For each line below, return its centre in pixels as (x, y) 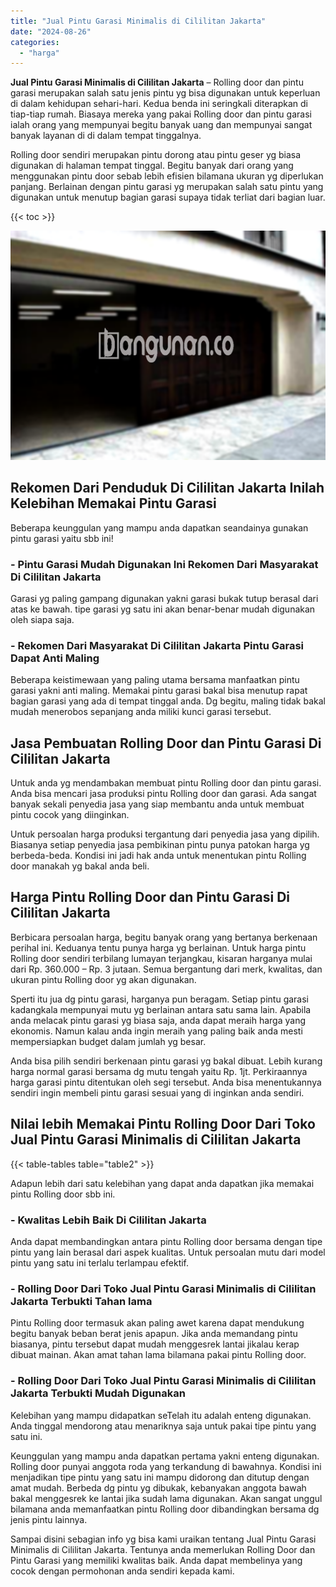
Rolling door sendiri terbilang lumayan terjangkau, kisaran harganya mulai (161, 958)
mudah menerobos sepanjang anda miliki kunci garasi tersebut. (141, 712)
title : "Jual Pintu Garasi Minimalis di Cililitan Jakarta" (138, 21)
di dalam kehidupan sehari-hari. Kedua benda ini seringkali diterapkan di (159, 104)
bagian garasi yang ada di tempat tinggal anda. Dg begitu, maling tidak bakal (168, 701)
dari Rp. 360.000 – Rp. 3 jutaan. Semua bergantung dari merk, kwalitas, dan (166, 969)
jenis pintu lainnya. (49, 1519)
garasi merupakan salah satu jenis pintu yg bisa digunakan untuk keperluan (165, 93)
